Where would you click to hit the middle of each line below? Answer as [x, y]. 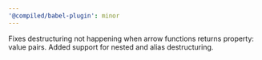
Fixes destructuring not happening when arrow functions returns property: [131, 38]
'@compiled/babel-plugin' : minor [64, 16]
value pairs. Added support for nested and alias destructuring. [111, 47]
